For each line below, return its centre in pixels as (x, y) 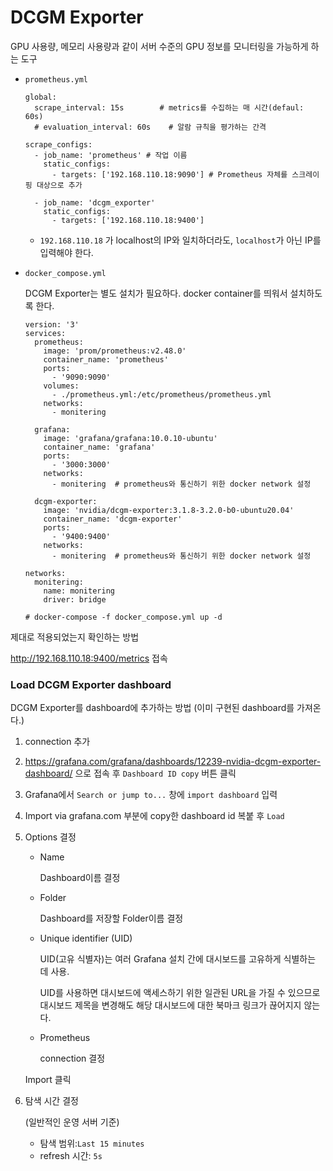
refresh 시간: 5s (71, 1156)
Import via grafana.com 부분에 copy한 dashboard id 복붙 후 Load (154, 816)
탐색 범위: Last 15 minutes (92, 1143)
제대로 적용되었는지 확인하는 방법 (75, 637)
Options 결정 (50, 837)
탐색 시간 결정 (51, 1101)
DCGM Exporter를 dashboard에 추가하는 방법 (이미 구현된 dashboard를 (152, 708)
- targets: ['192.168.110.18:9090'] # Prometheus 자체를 (169, 174)
